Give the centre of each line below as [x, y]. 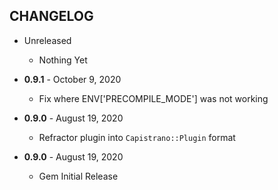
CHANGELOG [51, 16]
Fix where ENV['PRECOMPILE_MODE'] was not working [153, 98]
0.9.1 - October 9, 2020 [72, 79]
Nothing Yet [63, 60]
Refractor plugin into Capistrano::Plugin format [137, 137]
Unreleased [47, 40]
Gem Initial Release [78, 176]
